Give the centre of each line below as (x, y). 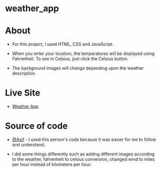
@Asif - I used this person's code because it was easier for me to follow (84, 139)
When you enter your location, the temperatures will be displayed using (83, 53)
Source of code (36, 126)
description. (24, 73)
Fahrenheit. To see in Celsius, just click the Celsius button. (70, 59)
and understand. (28, 145)
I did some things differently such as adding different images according (83, 154)
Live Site (23, 93)
